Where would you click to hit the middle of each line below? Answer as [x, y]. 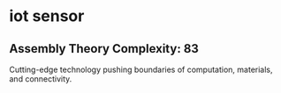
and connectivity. [41, 79]
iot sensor [47, 16]
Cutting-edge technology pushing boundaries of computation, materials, [141, 69]
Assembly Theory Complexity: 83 [104, 49]
